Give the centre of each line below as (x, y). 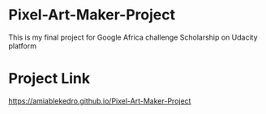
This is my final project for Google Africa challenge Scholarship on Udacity (133, 37)
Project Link (49, 79)
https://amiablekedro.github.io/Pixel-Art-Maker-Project (100, 101)
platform (22, 45)
